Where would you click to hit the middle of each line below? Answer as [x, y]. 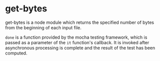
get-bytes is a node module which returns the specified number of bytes [80, 22]
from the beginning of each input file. [43, 27]
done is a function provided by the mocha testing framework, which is [76, 37]
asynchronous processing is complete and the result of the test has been [80, 48]
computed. [16, 53]
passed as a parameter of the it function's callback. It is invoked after [77, 42]
